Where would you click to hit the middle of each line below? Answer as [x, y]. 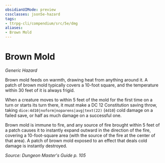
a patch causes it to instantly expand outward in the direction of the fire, [78, 130]
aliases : [14, 28]
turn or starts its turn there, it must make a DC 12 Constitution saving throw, [81, 105]
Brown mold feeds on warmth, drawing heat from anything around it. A [77, 80]
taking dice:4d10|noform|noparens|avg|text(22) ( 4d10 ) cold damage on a [79, 110]
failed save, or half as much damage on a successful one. [63, 115]
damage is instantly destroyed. [36, 146]
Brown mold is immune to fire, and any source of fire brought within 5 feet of [82, 125]
